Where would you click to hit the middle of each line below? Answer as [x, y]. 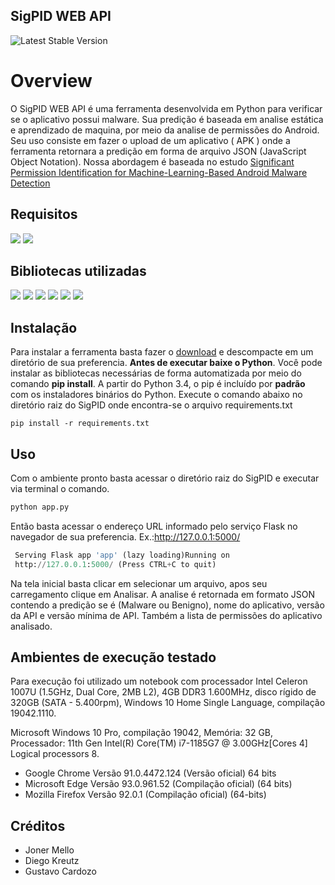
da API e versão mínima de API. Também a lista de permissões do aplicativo [166, 615]
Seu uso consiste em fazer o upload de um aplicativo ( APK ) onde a [150, 140]
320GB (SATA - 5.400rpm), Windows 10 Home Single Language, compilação [168, 703]
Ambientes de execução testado [113, 657]
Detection [30, 183]
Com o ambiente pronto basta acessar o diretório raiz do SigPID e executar [165, 478]
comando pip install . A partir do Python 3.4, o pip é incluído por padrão [158, 384]
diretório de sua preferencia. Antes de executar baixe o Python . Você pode [166, 363]
